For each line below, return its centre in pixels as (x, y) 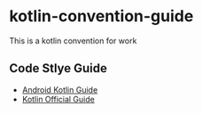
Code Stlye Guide (58, 68)
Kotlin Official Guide (58, 99)
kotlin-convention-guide (101, 16)
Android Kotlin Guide (60, 89)
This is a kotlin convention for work (73, 41)
